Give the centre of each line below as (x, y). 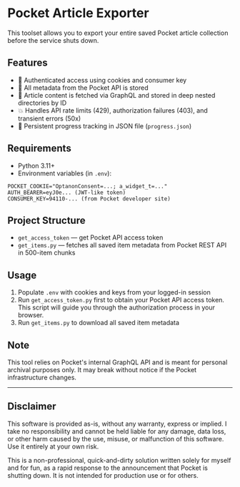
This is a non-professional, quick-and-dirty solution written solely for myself (119, 460)
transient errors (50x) (49, 118)
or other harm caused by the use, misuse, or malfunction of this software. (116, 439)
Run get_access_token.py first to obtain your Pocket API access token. (121, 300)
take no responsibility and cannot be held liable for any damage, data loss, (117, 431)
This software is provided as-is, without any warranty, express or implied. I (117, 424)
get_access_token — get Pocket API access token (90, 237)
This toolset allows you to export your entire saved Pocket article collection (118, 33)
